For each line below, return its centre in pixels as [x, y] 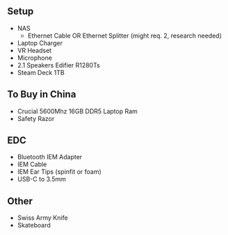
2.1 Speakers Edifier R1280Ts [59, 65]
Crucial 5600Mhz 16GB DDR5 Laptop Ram [77, 111]
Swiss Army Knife [42, 218]
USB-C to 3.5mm [41, 179]
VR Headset [34, 50]
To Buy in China [42, 94]
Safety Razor [36, 118]
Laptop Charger [40, 43]
